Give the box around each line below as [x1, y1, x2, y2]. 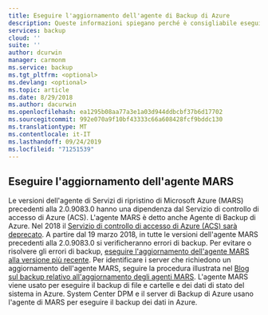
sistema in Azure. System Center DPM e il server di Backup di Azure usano [8, 289, 254, 299]
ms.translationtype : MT [8, 123, 88, 131]
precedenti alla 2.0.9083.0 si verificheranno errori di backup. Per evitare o [8, 238, 252, 248]
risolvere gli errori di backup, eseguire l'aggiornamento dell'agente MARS [8, 246, 250, 256]
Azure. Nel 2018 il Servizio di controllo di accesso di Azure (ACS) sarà [8, 221, 238, 231]
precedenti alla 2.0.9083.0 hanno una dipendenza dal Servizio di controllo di [8, 204, 259, 214]
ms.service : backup [8, 64, 73, 72]
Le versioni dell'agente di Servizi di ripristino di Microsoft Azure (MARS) [8, 196, 244, 206]
